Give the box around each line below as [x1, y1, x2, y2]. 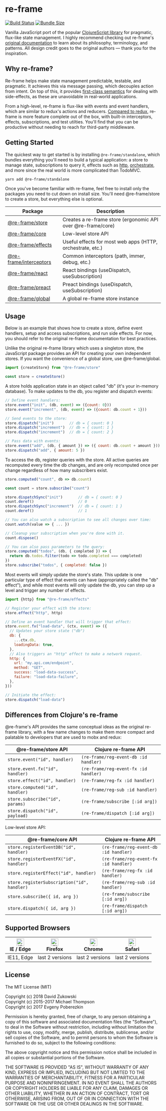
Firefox [46, 946, 63, 952]
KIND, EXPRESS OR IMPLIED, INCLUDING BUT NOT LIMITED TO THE [5, 1069, 145, 1075]
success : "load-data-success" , [14, 670, 79, 675]
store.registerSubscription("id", [7, 880, 89, 885]
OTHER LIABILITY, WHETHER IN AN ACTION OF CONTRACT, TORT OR [5, 1090, 149, 1096]
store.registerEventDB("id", [7, 844, 76, 850]
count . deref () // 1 [5, 509, 87, 514]
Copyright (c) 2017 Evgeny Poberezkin [5, 1004, 83, 1010]
